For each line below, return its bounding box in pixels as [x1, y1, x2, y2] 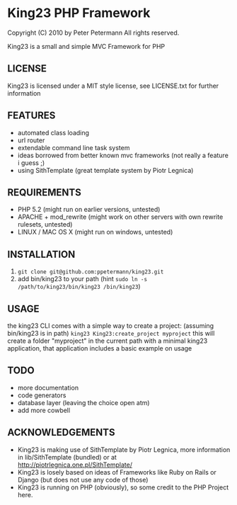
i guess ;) [17, 158, 45, 167]
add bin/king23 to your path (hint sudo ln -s [17, 275, 147, 283]
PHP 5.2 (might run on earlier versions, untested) [17, 205, 161, 214]
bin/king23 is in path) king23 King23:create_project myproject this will [7, 329, 215, 337]
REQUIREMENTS [7, 186, 81, 198]
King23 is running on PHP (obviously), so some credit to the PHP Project [17, 483, 229, 492]
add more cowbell [17, 406, 71, 414]
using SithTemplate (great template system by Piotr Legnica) [17, 166, 194, 174]
